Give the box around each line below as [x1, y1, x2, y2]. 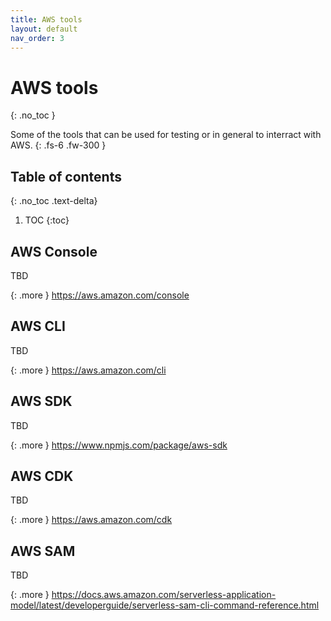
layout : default [10, 24, 78, 34]
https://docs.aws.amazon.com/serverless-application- [51, 589, 277, 601]
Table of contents [10, 168, 122, 185]
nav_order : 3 [10, 33, 65, 43]
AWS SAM [10, 542, 76, 560]
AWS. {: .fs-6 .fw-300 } [10, 139, 107, 151]
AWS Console [10, 243, 98, 260]
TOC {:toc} [24, 214, 70, 226]
